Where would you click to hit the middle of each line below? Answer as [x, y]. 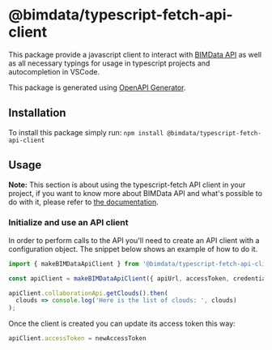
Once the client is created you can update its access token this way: [122, 324]
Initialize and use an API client [68, 223]
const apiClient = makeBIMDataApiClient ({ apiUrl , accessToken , [119, 278]
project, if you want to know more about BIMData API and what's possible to [136, 193]
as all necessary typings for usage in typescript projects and [109, 63]
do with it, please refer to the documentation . [84, 202]
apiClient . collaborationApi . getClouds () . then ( [88, 293]
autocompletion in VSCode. [54, 71]
